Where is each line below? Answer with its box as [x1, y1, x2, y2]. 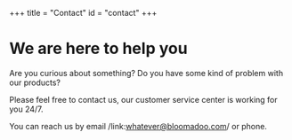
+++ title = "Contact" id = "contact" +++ [9, 8, 158, 18]
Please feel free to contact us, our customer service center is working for [9, 94, 278, 105]
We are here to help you [9, 39, 189, 58]
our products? [9, 77, 61, 88]
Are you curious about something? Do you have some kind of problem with [9, 67, 283, 78]
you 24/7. [9, 104, 44, 114]
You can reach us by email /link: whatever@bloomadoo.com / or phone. [9, 121, 267, 131]
